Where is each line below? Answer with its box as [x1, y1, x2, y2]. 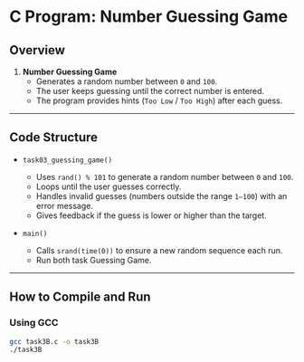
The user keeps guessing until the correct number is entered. [35, 86, 265, 96]
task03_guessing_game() [22, 156, 113, 165]
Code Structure [9, 129, 98, 146]
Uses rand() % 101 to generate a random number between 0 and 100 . [35, 171, 294, 182]
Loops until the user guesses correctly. [35, 181, 182, 192]
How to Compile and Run [9, 290, 151, 305]
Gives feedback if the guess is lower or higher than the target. [35, 210, 267, 221]
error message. [35, 200, 93, 211]
